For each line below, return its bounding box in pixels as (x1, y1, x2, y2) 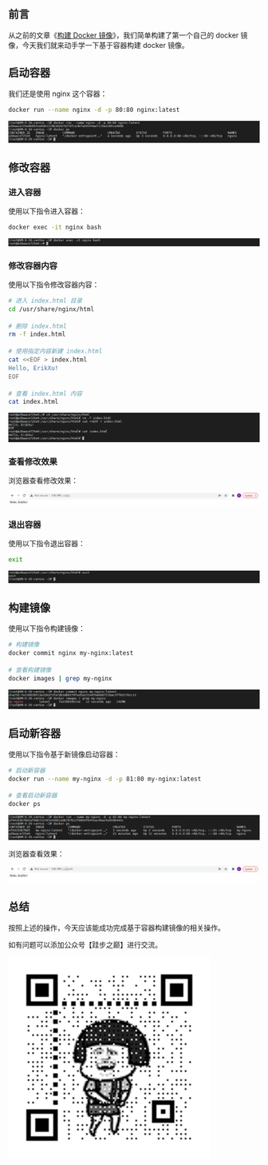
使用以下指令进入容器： (8, 206, 85, 216)
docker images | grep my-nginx (8, 674, 112, 682)
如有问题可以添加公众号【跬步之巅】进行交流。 (8, 940, 162, 949)
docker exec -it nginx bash (8, 223, 102, 231)
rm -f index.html (8, 330, 66, 338)
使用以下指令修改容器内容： (8, 279, 100, 289)
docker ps (8, 800, 41, 808)
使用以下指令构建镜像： (8, 624, 85, 633)
